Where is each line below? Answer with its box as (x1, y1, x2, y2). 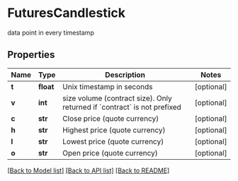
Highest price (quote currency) (62, 125, 166, 135)
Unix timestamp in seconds (62, 81, 153, 91)
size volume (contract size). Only (62, 93, 172, 103)
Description (105, 69, 146, 79)
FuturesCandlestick (7, 5, 126, 21)
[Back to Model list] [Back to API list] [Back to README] (7, 166, 170, 175)
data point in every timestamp (7, 28, 94, 37)
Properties (7, 49, 55, 61)
